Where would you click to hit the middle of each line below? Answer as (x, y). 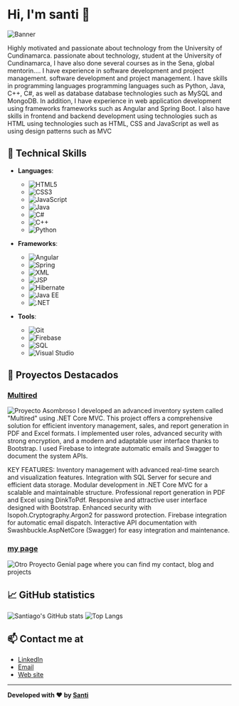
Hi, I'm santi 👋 (49, 15)
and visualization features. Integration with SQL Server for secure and (110, 477)
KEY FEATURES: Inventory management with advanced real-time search (113, 470)
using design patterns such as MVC (60, 131)
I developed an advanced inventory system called (150, 411)
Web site (31, 675)
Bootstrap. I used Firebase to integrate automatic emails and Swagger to (113, 449)
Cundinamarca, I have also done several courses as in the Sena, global (111, 63)
